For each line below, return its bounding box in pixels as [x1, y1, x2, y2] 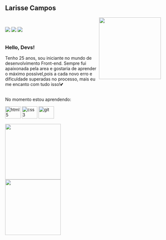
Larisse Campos [5, 4, 56, 12]
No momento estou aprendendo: [5, 96, 72, 103]
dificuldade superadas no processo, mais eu [5, 76, 95, 82]
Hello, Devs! [5, 44, 35, 51]
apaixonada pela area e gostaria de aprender [5, 66, 97, 72]
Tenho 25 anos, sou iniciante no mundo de [5, 55, 92, 61]
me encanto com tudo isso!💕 [5, 81, 63, 87]
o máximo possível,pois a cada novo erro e [5, 71, 92, 77]
